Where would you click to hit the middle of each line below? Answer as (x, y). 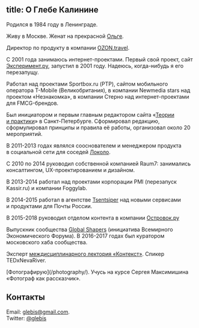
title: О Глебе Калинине (52, 10)
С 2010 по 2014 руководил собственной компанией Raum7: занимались (99, 163)
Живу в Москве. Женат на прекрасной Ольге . (65, 36)
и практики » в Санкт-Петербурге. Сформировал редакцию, (83, 121)
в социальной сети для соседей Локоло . (59, 152)
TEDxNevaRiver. (26, 260)
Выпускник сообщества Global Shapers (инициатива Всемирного (90, 229)
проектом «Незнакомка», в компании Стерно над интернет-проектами (98, 96)
